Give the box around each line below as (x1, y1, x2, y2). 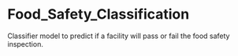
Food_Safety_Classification (7, 5, 190, 23)
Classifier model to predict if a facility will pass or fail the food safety (7, 31, 230, 40)
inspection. (7, 39, 44, 48)
